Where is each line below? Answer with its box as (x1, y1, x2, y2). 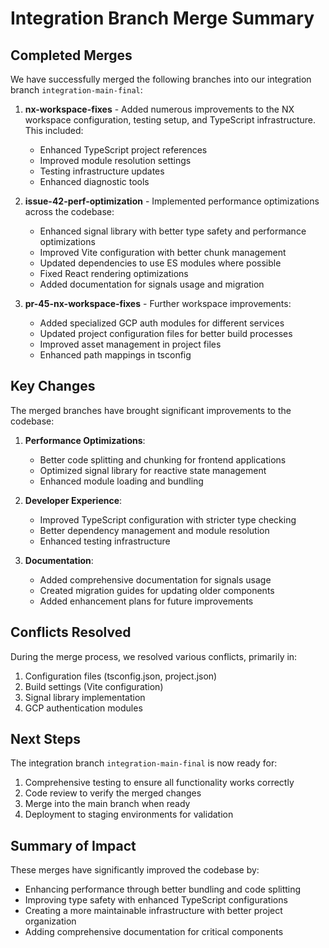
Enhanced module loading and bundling (39, 475, 204, 487)
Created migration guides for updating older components (39, 584, 275, 596)
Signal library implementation (24, 691, 146, 703)
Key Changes (10, 378, 96, 395)
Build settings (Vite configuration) (24, 680, 164, 692)
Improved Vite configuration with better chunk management (39, 247, 287, 258)
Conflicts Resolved (10, 624, 132, 641)
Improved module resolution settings (39, 155, 192, 166)
